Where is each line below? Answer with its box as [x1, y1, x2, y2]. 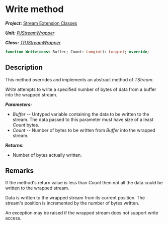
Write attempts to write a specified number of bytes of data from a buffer [5, 86, 156, 92]
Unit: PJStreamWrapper [5, 30, 55, 36]
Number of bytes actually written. [12, 152, 82, 158]
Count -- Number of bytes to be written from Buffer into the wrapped [12, 127, 156, 133]
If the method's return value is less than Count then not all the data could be [5, 180, 163, 186]
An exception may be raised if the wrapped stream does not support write [5, 210, 158, 216]
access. [5, 215, 22, 221]
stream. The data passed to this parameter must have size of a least [12, 117, 154, 123]
